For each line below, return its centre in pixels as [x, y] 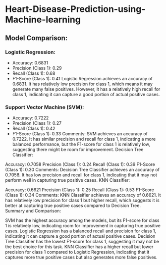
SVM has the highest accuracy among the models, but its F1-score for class [82, 220]
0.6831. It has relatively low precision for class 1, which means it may [82, 84]
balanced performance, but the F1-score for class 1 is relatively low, [81, 144]
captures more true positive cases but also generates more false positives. [81, 257]
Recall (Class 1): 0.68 [34, 73]
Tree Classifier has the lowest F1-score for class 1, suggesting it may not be [82, 242]
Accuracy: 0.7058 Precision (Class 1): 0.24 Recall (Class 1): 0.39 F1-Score [80, 164]
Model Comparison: [36, 38]
